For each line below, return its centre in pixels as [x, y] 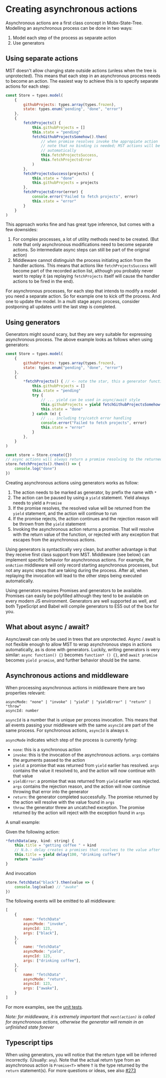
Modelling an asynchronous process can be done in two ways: [69, 28]
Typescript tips [29, 1043]
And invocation [21, 873]
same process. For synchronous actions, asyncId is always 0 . [67, 730]
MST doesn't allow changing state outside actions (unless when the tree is [81, 70]
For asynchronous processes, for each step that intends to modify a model [81, 291]
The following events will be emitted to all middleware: [61, 901]
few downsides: [22, 230]
